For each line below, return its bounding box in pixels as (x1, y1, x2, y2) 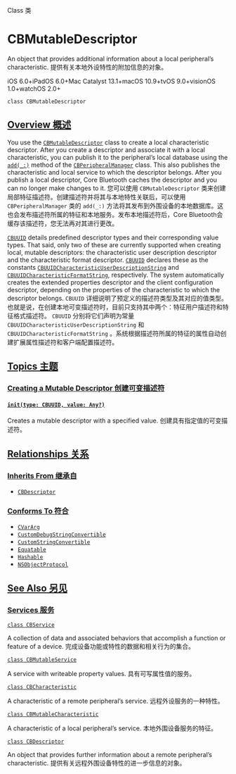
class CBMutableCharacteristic (7, 711, 99, 718)
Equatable (17, 547, 47, 554)
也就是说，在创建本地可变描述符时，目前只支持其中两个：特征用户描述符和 (7, 302, 223, 311)
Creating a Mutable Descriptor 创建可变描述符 (7, 383, 165, 393)
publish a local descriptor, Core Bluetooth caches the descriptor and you (7, 175, 218, 184)
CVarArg (17, 524, 40, 531)
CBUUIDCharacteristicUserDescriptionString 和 (7, 320, 145, 329)
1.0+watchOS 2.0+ (7, 84, 61, 93)
